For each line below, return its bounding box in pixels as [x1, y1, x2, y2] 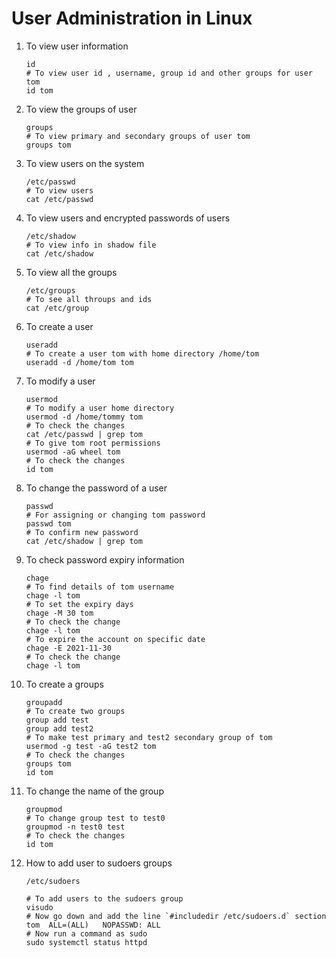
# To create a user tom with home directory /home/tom [25, 348, 260, 359]
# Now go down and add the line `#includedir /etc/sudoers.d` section [25, 911, 327, 921]
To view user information [25, 40, 129, 52]
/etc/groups [25, 285, 76, 296]
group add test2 [25, 723, 94, 734]
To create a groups [25, 678, 104, 690]
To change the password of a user [25, 482, 168, 494]
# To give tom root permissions [25, 438, 161, 448]
